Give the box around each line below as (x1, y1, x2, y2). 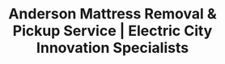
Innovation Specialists (36, 39, 189, 57)
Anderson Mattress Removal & (8, 5, 217, 23)
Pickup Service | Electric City (12, 22, 213, 40)
